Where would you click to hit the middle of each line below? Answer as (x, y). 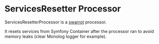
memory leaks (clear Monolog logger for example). (56, 36)
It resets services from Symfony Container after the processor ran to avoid (79, 31)
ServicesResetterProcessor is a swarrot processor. (56, 22)
